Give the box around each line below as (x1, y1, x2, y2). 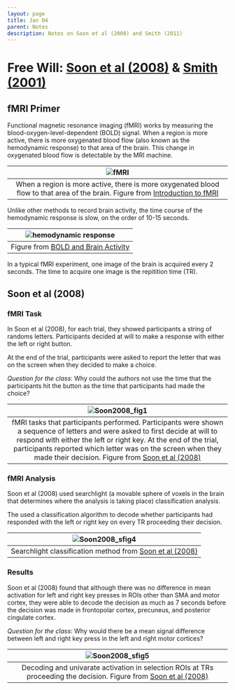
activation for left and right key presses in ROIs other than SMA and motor (7, 591, 220, 599)
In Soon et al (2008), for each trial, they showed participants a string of (7, 324, 212, 333)
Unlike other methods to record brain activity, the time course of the (7, 206, 203, 214)
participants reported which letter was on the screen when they (13, 443, 222, 453)
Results (7, 567, 34, 577)
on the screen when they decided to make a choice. (7, 360, 157, 368)
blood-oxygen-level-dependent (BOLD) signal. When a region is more (7, 129, 208, 137)
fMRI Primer (7, 102, 61, 114)
